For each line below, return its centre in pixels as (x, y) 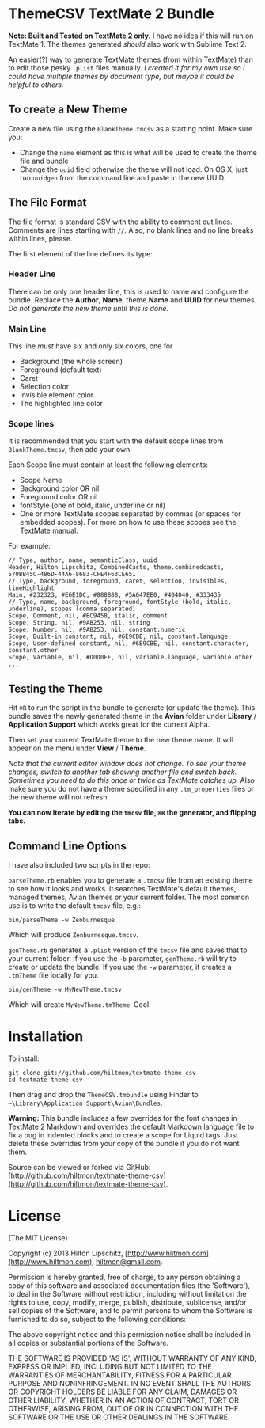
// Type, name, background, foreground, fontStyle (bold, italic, (120, 602)
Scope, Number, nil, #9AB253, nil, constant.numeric (97, 630)
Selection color (44, 387)
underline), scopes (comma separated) (72, 609)
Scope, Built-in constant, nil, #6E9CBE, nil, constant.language (118, 637)
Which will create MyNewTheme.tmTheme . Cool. (80, 1005)
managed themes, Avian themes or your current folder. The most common (129, 897)
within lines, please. (40, 238)
